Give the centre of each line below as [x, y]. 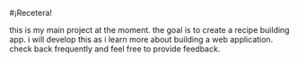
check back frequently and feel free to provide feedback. [115, 49]
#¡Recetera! [31, 13]
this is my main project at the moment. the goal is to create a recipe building [149, 30]
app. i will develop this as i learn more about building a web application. [141, 39]
